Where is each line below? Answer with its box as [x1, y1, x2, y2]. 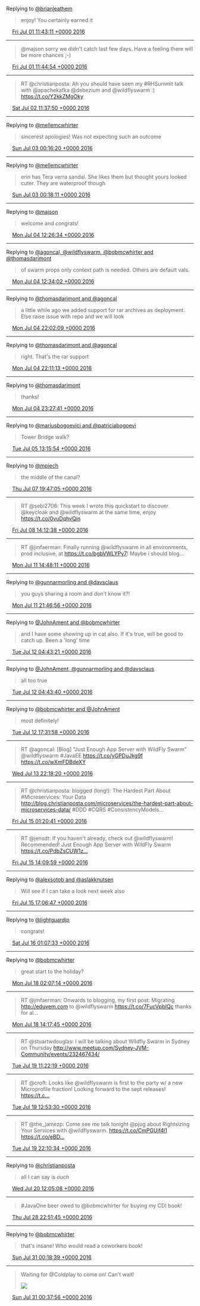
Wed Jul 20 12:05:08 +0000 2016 [11, 1185, 94, 1192]
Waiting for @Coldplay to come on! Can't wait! [20, 1271, 135, 1278]
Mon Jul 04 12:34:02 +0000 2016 [11, 278, 95, 285]
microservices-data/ [20, 806, 71, 813]
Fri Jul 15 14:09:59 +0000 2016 [11, 859, 88, 866]
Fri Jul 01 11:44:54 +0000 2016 [11, 63, 87, 70]
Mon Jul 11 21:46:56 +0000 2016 [11, 601, 92, 609]
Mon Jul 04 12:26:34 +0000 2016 [11, 232, 95, 238]
